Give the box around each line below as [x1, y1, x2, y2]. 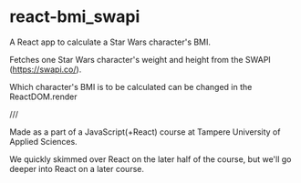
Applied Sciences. [9, 136, 78, 147]
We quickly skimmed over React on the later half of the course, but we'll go [9, 153, 292, 165]
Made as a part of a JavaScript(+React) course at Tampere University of [9, 126, 281, 137]
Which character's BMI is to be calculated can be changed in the [9, 81, 253, 92]
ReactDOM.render [9, 91, 78, 102]
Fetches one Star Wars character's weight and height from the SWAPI [9, 54, 271, 65]
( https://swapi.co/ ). [9, 64, 82, 75]
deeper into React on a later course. [9, 163, 144, 174]
